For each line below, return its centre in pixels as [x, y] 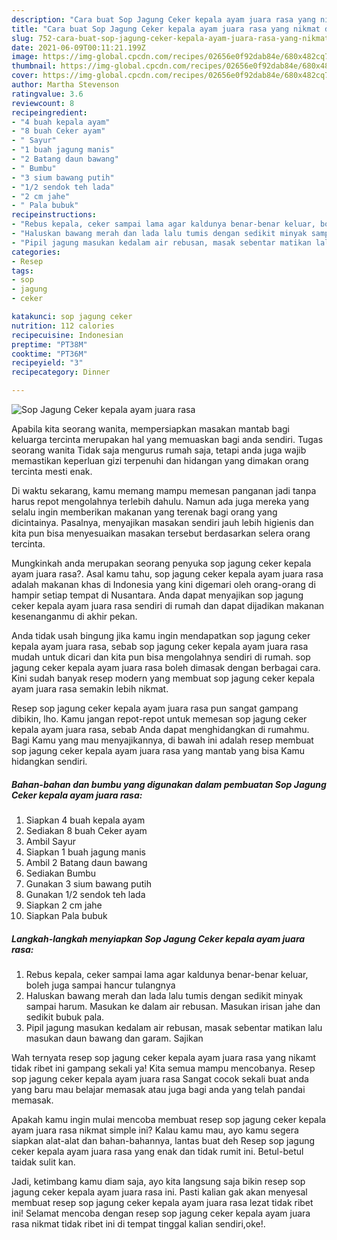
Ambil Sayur [51, 841]
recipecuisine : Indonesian [67, 335]
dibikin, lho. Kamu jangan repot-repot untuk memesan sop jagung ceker [159, 719]
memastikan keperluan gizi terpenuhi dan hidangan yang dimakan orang [160, 460]
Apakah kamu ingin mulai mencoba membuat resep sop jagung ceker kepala [169, 1119]
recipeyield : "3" [47, 363]
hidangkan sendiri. [49, 761]
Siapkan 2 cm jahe [64, 905]
